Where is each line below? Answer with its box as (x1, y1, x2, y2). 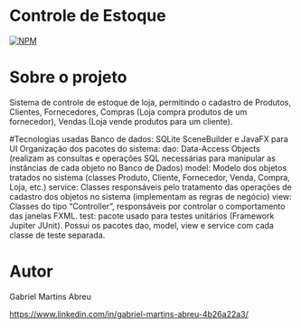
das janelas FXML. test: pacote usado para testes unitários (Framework (9, 210, 275, 221)
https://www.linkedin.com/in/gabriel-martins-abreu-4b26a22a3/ (9, 308, 249, 319)
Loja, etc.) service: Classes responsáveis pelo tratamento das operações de (9, 182, 292, 192)
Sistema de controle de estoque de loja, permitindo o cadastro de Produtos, (9, 97, 292, 108)
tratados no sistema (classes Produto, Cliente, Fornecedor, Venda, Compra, (9, 172, 291, 183)
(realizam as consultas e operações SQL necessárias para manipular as (9, 153, 276, 164)
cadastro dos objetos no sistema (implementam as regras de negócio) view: (9, 191, 292, 201)
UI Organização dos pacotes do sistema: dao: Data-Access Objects (9, 143, 260, 154)
